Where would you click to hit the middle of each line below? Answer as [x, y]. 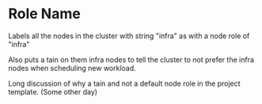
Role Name [44, 14]
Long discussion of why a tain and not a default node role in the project [124, 83]
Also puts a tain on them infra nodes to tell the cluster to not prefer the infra [131, 60]
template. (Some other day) [53, 91]
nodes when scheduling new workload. [72, 67]
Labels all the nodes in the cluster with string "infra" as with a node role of [129, 36]
